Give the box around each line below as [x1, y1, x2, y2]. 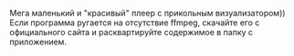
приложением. [9, 36, 67, 47]
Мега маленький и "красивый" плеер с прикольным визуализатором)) [9, 8, 286, 18]
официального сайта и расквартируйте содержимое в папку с [9, 27, 254, 37]
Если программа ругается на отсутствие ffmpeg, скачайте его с [9, 17, 260, 28]
